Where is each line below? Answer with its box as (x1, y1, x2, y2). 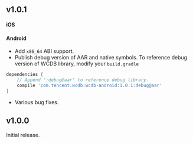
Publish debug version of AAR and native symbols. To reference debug (14, 54, 188, 61)
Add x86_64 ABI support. (14, 48, 74, 55)
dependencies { (6, 72, 44, 78)
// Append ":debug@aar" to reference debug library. (17, 77, 149, 83)
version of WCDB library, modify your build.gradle (14, 60, 139, 67)
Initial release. (6, 131, 40, 138)
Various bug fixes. (14, 98, 59, 105)
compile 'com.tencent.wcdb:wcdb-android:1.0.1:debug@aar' (17, 82, 162, 88)
